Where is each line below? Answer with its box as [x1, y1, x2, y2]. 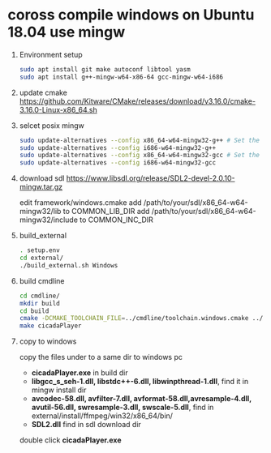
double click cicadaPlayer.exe [19, 435, 123, 445]
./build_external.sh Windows [19, 261, 118, 269]
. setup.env [19, 246, 60, 254]
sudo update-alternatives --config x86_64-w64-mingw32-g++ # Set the [19, 136, 260, 144]
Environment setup [19, 49, 83, 59]
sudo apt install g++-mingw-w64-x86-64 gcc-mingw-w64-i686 [19, 73, 224, 81]
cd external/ [19, 254, 64, 263]
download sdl [19, 173, 65, 183]
